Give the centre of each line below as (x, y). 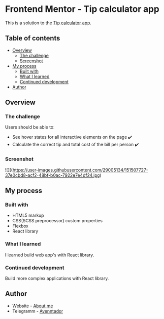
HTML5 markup (28, 215)
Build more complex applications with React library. (57, 279)
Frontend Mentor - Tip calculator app (82, 9)
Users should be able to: (30, 127)
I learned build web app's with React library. (50, 255)
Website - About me (33, 306)
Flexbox (20, 226)
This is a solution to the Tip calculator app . (48, 23)
